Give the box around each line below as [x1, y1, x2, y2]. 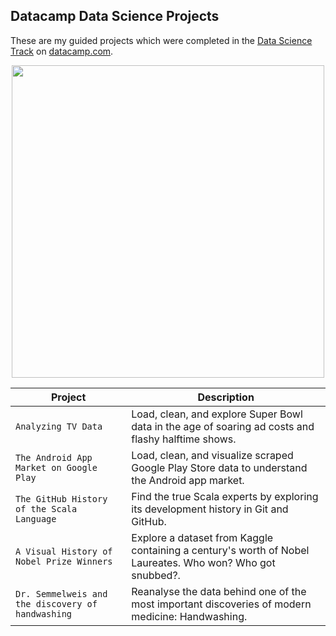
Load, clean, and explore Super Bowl [131, 407, 303, 421]
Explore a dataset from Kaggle [131, 530, 274, 544]
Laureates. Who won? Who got [131, 555, 276, 569]
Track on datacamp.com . [10, 45, 114, 57]
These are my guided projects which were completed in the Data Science [10, 34, 313, 46]
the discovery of [15, 598, 98, 609]
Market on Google [15, 462, 98, 473]
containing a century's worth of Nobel [131, 543, 310, 557]
